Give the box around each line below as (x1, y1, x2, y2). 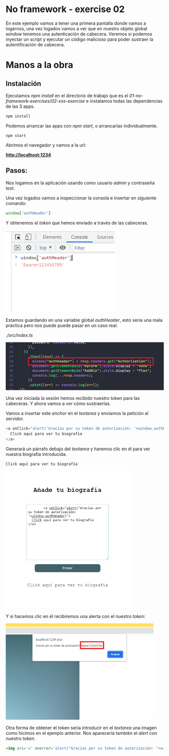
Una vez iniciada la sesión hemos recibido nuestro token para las (6, 395, 140, 401)
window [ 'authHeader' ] (6, 211, 51, 216)
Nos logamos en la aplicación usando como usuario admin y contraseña (6, 180, 155, 186)
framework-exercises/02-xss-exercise (6, 98, 85, 104)
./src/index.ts (6, 332, 33, 338)
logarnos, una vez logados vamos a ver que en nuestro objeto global (6, 25, 147, 31)
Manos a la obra (6, 59, 73, 71)
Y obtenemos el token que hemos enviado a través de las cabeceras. (6, 220, 148, 226)
